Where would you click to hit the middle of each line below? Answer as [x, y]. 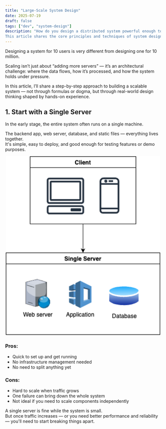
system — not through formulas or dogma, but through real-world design [80, 91]
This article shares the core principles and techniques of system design [84, 37]
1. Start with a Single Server [48, 112]
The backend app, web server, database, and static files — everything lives [82, 133]
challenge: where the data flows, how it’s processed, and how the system [80, 71]
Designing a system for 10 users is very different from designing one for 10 [81, 51]
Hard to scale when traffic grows [45, 391]
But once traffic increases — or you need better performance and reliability [82, 416]
